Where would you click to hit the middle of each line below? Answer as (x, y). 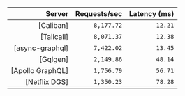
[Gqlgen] (54, 59)
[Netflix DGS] (47, 82)
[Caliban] (53, 25)
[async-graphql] (41, 48)
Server (57, 14)
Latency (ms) (151, 14)
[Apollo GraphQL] (40, 71)
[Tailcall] (54, 37)
